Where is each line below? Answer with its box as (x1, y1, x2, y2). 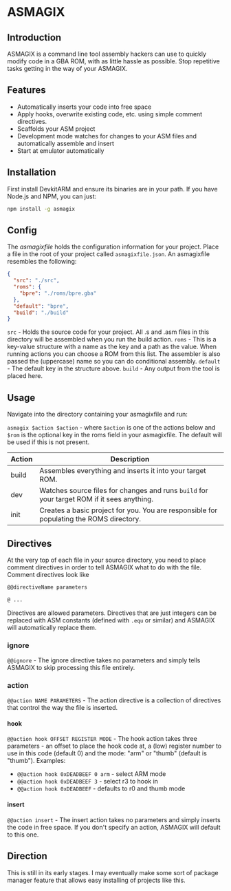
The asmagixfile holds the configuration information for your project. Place (7, 242, 219, 251)
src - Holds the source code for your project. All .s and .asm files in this (7, 328, 210, 336)
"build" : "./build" (13, 309, 69, 316)
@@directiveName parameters (7, 583, 88, 591)
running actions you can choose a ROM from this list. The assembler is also (7, 350, 221, 358)
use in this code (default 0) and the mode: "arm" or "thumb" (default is (7, 749, 208, 757)
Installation (7, 167, 56, 178)
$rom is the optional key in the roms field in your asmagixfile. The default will (7, 431, 222, 439)
